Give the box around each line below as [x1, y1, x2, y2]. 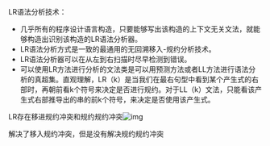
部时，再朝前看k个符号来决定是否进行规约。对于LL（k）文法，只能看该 [19, 85, 255, 94]
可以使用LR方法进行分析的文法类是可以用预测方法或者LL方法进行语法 [19, 65, 249, 74]
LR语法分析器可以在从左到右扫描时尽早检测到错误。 [19, 55, 192, 64]
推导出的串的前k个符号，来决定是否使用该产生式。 [48, 95, 215, 104]
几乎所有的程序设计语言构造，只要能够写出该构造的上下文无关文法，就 [19, 24, 254, 34]
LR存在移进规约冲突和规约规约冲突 [8, 112, 123, 121]
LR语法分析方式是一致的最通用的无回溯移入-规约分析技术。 [19, 44, 216, 54]
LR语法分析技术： [8, 7, 67, 16]
